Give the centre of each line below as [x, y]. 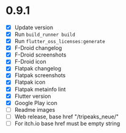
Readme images [35, 109]
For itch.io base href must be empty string [67, 123]
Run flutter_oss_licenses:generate [60, 41]
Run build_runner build [45, 34]
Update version [34, 27]
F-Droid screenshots [40, 55]
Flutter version [33, 96]
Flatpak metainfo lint [40, 89]
